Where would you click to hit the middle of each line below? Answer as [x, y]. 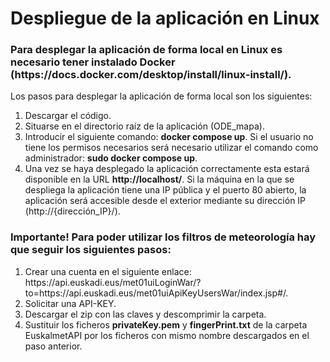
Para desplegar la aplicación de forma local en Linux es [146, 50]
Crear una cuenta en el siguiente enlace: [108, 271]
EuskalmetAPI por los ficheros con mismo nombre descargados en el [167, 335]
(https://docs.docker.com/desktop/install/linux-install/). [151, 75]
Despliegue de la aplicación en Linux [165, 18]
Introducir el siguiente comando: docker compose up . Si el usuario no [169, 137]
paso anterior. [53, 346]
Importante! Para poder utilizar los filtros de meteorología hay [163, 237]
